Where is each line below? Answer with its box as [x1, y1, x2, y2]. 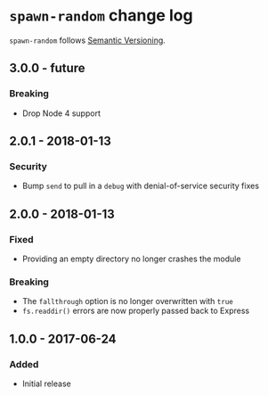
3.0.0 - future [9, 61, 86, 76]
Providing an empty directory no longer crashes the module [21, 253, 241, 264]
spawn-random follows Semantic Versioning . [9, 35, 166, 45]
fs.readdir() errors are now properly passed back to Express [21, 305, 250, 317]
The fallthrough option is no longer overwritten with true [21, 296, 233, 307]
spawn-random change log [9, 5, 193, 26]
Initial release [21, 378, 71, 389]
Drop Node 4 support [21, 108, 101, 119]
